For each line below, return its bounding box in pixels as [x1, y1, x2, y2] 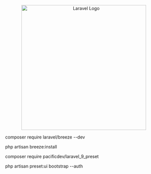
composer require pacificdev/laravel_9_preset [5, 153, 99, 159]
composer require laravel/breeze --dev [5, 134, 85, 140]
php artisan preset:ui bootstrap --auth [5, 163, 83, 169]
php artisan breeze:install [5, 144, 57, 149]
